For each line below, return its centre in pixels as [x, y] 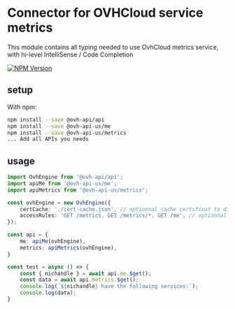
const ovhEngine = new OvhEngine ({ [59, 203]
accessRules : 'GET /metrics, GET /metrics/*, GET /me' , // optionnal [123, 216]
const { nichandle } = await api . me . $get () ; [86, 273]
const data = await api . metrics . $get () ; [79, 280]
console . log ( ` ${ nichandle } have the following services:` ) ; [109, 287]
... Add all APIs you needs [48, 139]
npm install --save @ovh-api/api [56, 120]
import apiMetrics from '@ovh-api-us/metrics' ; [78, 190]
